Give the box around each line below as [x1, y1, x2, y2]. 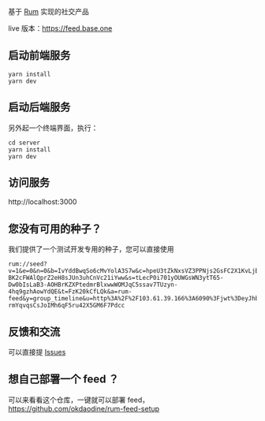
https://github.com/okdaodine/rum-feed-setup [8, 404, 160, 413]
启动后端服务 [8, 101, 71, 114]
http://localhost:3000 [8, 197, 77, 207]
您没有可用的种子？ [8, 222, 102, 235]
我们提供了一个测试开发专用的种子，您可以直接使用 [8, 244, 174, 254]
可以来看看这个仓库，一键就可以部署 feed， [8, 395, 150, 404]
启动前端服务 [8, 49, 71, 62]
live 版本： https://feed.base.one [8, 24, 113, 33]
